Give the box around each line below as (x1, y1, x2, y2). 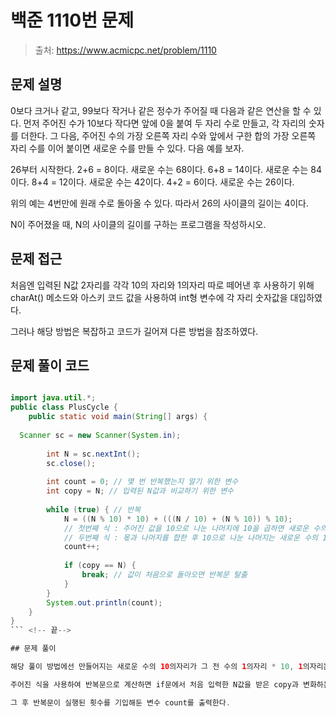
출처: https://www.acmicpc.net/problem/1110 (34, 44, 217, 56)
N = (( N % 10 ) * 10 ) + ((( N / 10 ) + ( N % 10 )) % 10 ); (63, 514, 293, 524)
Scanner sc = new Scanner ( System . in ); (19, 430, 182, 440)
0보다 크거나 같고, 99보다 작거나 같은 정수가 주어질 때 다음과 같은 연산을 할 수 (10, 104, 312, 116)
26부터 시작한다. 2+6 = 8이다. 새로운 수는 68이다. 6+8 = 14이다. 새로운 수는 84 (10, 163, 322, 175)
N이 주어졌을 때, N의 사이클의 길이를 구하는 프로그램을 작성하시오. (10, 218, 267, 230)
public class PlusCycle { (10, 402, 118, 413)
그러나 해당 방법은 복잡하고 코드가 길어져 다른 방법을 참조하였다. (10, 325, 259, 337)
